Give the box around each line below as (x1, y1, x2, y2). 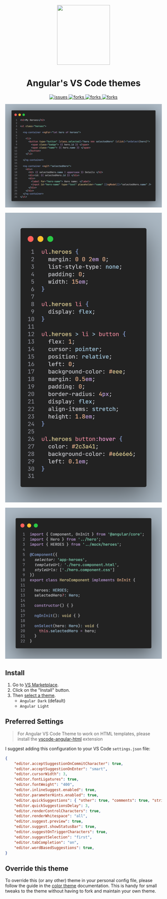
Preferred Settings (5, 718, 64, 726)
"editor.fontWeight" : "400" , (14, 782, 75, 787)
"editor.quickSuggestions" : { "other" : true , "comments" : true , (14, 798, 150, 803)
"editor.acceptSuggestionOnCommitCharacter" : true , (14, 761, 123, 766)
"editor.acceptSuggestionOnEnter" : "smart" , (14, 766, 108, 771)
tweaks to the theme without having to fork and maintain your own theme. (5, 888, 157, 894)
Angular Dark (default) (19, 698, 66, 704)
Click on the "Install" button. (12, 687, 71, 693)
